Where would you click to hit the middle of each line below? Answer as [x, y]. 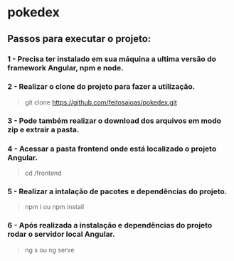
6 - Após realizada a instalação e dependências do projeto [110, 225]
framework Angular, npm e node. [65, 68]
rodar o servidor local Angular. [61, 234]
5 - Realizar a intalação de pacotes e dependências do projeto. [117, 191]
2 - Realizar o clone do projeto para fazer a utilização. [101, 87]
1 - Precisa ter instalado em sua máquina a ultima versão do [112, 59]
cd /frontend [43, 173]
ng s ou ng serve [49, 250]
